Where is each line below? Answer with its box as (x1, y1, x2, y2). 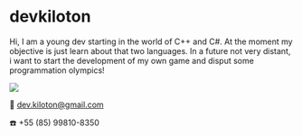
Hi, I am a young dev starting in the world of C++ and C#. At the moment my (9, 36, 293, 47)
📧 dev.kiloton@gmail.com (9, 99, 104, 110)
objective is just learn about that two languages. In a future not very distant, (9, 45, 291, 56)
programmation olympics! (9, 65, 106, 76)
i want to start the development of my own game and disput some (9, 55, 255, 66)
